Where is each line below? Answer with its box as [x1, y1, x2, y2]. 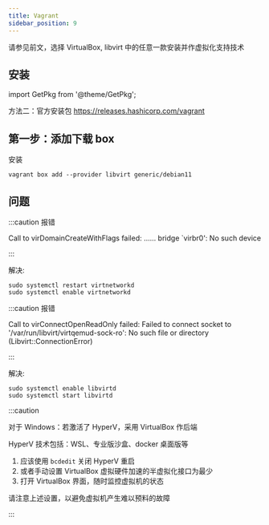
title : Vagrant [8, 11, 59, 20]
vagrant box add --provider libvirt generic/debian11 [8, 171, 193, 179]
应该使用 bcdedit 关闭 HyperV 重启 [19, 456, 135, 466]
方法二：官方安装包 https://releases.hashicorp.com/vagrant [8, 106, 205, 116]
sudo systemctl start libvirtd [8, 391, 113, 399]
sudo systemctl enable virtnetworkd [8, 288, 131, 297]
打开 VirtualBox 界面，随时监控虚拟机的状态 [19, 476, 165, 486]
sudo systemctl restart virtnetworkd [8, 281, 135, 289]
